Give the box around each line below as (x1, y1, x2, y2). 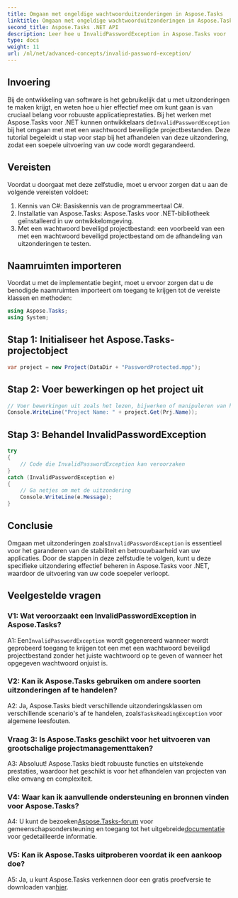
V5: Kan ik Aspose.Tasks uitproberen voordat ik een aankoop (7, 850, 222, 860)
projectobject (7, 345, 69, 357)
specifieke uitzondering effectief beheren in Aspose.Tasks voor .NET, (7, 561, 210, 570)
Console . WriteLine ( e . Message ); (20, 493, 113, 501)
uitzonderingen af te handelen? (7, 685, 118, 695)
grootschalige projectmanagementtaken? (7, 743, 154, 753)
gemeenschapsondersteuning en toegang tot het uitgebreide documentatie (7, 825, 225, 833)
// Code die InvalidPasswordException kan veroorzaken (20, 460, 186, 468)
